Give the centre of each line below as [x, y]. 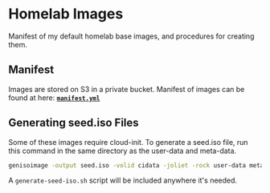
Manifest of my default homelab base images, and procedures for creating [131, 36]
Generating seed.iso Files [74, 123]
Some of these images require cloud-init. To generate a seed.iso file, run [128, 142]
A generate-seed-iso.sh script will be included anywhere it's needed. [123, 180]
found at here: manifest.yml [54, 98]
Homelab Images [66, 14]
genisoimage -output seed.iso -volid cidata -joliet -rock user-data [127, 165]
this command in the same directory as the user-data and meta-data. [123, 151]
